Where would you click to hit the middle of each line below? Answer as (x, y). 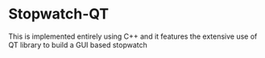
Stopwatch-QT (59, 14)
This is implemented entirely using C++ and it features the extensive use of (133, 36)
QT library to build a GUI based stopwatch (78, 44)
